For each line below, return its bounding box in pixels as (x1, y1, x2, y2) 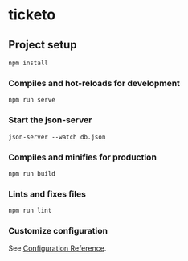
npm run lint (8, 207, 52, 215)
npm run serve (8, 96, 56, 104)
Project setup (8, 38, 78, 52)
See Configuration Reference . (8, 243, 107, 253)
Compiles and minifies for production (8, 151, 157, 163)
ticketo (8, 6, 56, 24)
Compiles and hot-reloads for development (8, 77, 181, 89)
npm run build (8, 169, 56, 178)
